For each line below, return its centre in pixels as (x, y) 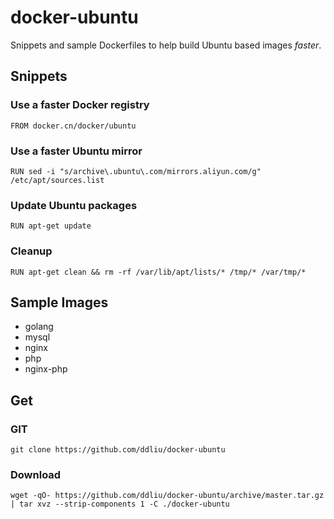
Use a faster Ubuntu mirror (76, 151)
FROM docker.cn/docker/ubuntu (73, 126)
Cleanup (31, 251)
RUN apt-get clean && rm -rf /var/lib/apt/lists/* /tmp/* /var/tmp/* (158, 272)
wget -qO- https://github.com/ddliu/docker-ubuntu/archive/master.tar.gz (167, 496)
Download (36, 474)
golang (39, 327)
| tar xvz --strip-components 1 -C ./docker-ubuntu (120, 504)
